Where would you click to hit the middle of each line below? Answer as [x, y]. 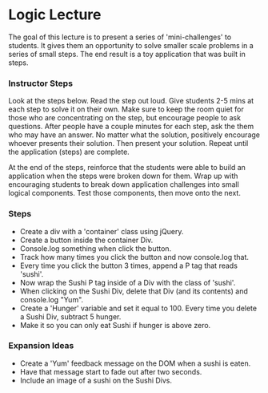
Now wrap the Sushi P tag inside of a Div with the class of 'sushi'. [128, 282]
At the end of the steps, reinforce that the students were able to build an [127, 168]
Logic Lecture [55, 15]
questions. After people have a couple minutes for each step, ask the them [131, 127]
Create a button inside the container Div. [86, 240]
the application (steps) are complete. [69, 152]
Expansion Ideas [41, 346]
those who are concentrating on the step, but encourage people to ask [125, 118]
